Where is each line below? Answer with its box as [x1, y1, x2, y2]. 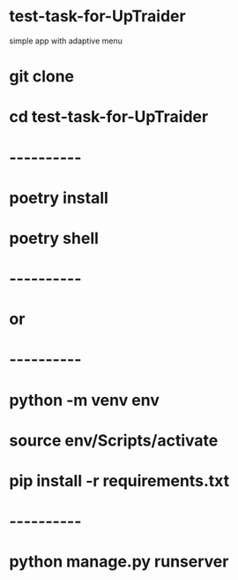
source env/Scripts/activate [9, 431, 219, 450]
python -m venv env [9, 390, 160, 410]
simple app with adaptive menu [9, 35, 123, 46]
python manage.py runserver [9, 552, 229, 572]
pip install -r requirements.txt [9, 471, 230, 491]
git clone [9, 66, 75, 87]
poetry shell [9, 228, 100, 248]
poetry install [9, 187, 108, 208]
